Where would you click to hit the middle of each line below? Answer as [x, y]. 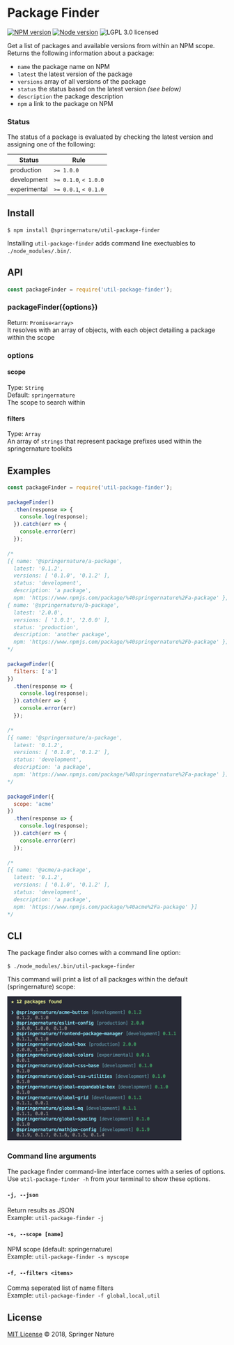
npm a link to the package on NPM [65, 103]
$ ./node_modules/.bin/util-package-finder [71, 967]
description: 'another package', [62, 635]
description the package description [70, 96]
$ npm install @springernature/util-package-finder [84, 230]
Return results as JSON [41, 1210]
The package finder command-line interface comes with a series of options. [116, 1171]
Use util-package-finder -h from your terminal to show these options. [109, 1179]
